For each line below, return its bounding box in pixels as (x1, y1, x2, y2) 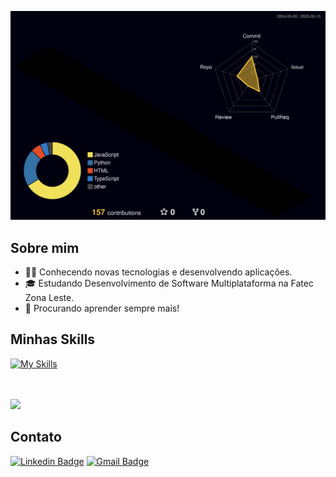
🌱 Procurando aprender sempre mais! (24, 302, 180, 314)
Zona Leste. (24, 292, 75, 303)
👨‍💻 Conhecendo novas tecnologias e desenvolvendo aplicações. (24, 266, 293, 278)
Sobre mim (10, 239, 80, 256)
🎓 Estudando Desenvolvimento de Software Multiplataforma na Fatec (24, 277, 314, 289)
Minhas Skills (10, 331, 96, 348)
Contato (10, 429, 62, 446)
